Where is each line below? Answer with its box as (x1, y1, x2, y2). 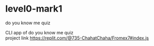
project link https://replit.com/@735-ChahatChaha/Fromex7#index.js (5, 35, 149, 41)
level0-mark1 (5, 3, 63, 15)
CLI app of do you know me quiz (5, 29, 74, 35)
